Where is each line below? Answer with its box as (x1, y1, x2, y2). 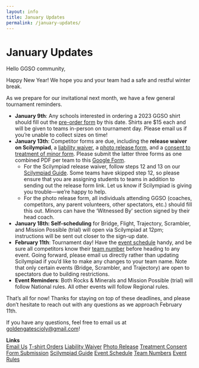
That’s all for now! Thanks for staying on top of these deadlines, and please (6, 295, 191, 302)
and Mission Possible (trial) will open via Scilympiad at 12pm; (14, 226, 164, 233)
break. (6, 83, 22, 90)
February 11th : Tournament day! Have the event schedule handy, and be (14, 239, 192, 246)
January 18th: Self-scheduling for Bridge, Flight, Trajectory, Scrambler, (14, 220, 191, 227)
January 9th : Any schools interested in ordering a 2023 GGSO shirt (14, 113, 181, 120)
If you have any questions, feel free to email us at (6, 319, 127, 326)
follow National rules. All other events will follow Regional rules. (14, 283, 170, 291)
